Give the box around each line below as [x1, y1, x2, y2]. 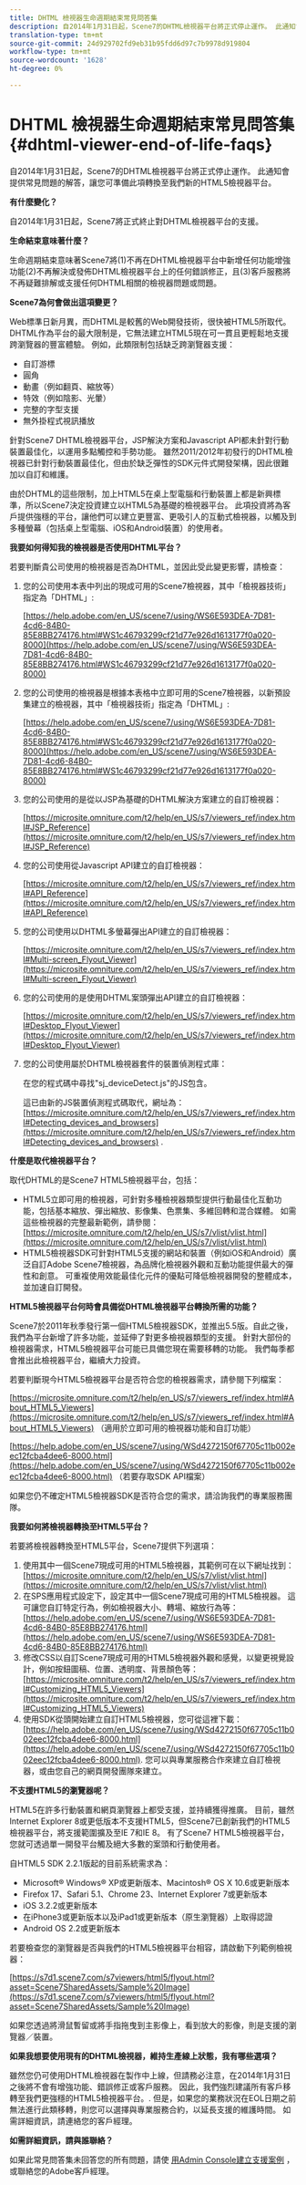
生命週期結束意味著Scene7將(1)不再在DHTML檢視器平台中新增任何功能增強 [9, 254, 291, 265]
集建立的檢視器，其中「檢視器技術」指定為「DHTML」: [22, 699, 229, 709]
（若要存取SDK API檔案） [114, 1470, 210, 1482]
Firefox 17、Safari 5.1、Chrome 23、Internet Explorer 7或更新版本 [22, 1889, 268, 1900]
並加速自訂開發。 [22, 1281, 87, 1292]
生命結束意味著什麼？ [9, 234, 89, 246]
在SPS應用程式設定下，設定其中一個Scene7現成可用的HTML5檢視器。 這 [22, 1590, 296, 1601]
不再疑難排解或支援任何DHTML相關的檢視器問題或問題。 [9, 277, 222, 288]
